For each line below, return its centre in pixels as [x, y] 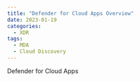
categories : [24, 26]
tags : [15, 39]
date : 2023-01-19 [32, 20]
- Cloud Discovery [40, 52]
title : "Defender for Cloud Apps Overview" [71, 13]
